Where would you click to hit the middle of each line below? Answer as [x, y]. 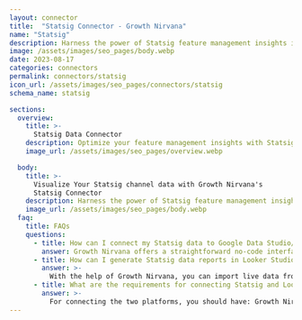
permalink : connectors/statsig [68, 77]
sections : [28, 109]
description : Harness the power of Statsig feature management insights [148, 43]
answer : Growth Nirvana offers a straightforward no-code [152, 251]
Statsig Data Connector [78, 135]
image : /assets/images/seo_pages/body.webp [92, 51]
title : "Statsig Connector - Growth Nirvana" [98, 26]
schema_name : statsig [50, 93]
